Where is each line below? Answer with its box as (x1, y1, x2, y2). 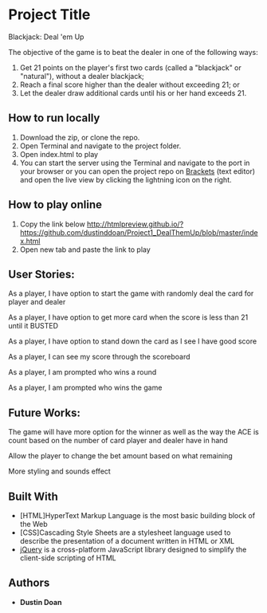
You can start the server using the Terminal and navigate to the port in (19, 158, 250, 167)
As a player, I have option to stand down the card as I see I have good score (8, 336, 257, 346)
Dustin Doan (19, 597, 62, 607)
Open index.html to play (19, 149, 98, 159)
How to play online (8, 198, 102, 212)
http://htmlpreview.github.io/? (86, 219, 184, 229)
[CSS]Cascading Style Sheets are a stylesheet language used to (19, 528, 231, 537)
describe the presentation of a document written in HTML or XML (19, 536, 235, 545)
